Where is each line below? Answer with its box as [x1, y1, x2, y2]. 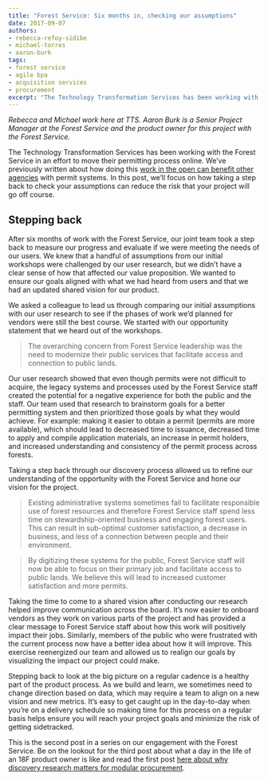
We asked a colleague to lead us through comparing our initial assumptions [8, 301, 256, 310]
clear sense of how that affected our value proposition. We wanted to [8, 268, 236, 278]
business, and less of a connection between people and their [27, 532, 229, 542]
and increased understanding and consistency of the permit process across [8, 442, 258, 451]
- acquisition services [8, 78, 88, 86]
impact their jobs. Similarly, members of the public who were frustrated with [8, 631, 258, 640]
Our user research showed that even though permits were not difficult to [8, 374, 246, 384]
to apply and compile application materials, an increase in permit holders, [8, 433, 250, 443]
